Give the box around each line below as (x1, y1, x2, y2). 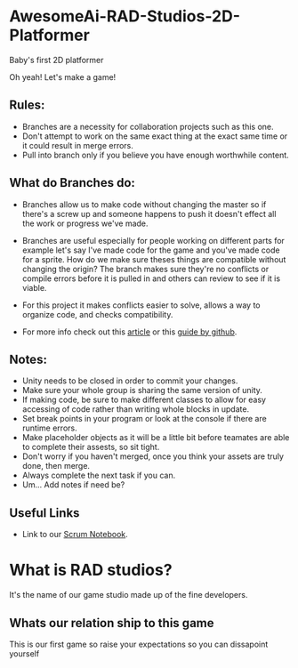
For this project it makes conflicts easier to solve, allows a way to (21, 300, 261, 310)
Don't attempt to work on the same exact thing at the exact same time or (21, 131, 288, 141)
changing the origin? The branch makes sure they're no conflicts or (21, 263, 270, 274)
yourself (9, 648, 40, 659)
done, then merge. (21, 461, 91, 471)
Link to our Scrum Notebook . (21, 529, 129, 540)
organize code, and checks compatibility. (21, 309, 173, 319)
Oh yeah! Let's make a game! (9, 71, 117, 82)
